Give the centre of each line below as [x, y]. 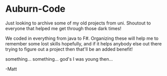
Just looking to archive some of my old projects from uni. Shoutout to [78, 23]
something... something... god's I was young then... [59, 59]
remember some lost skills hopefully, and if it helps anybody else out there [83, 43]
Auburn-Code [35, 9]
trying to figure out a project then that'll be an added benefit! [69, 49]
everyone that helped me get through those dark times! [63, 28]
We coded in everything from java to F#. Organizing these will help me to [82, 38]
